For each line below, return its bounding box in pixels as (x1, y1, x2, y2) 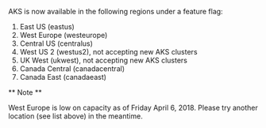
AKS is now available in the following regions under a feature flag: (8, 7, 224, 16)
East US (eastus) (19, 22, 75, 31)
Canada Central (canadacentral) (19, 64, 125, 73)
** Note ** (8, 88, 42, 97)
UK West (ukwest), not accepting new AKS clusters (19, 55, 188, 65)
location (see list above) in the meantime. (8, 111, 143, 121)
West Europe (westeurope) (19, 31, 108, 40)
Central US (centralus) (19, 39, 94, 48)
